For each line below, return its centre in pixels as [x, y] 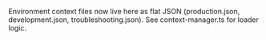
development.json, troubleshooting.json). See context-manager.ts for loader [133, 20]
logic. [17, 28]
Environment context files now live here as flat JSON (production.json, [124, 11]
